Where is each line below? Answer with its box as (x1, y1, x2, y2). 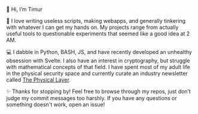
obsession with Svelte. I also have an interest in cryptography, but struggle (6, 57, 190, 64)
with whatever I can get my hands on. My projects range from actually (6, 24, 179, 31)
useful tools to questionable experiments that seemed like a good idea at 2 (6, 30, 190, 37)
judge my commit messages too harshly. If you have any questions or (6, 95, 178, 101)
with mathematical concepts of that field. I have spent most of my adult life (6, 64, 190, 70)
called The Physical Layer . (6, 76, 71, 83)
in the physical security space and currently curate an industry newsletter (6, 70, 188, 77)
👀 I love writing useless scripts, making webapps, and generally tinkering (6, 17, 186, 24)
